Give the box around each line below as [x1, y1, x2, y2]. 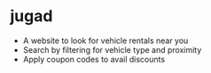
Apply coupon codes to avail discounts [22, 54, 166, 64]
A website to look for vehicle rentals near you [22, 35, 189, 46]
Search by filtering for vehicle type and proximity [22, 44, 202, 55]
